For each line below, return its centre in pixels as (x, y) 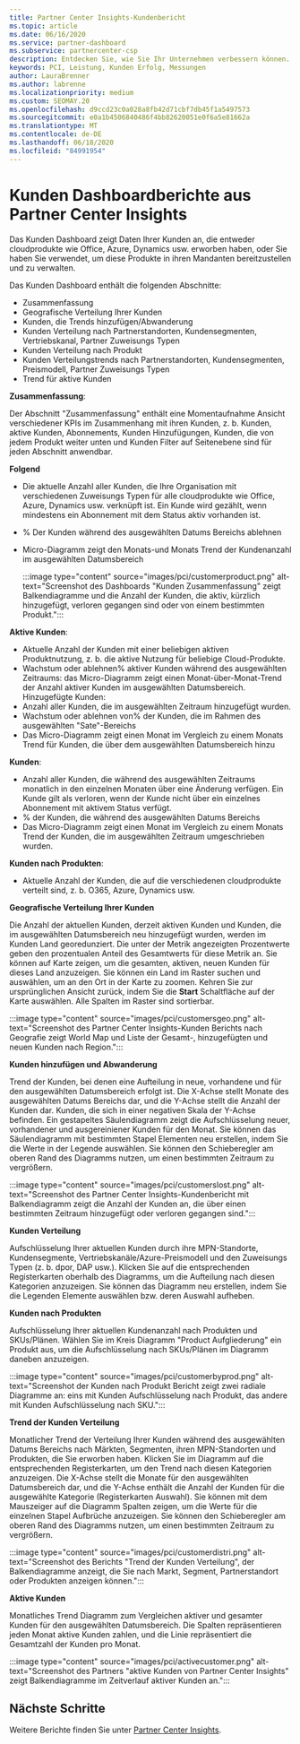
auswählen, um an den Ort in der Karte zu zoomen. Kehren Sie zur (131, 981)
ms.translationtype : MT (54, 126)
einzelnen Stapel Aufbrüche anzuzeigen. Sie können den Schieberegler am (148, 1515)
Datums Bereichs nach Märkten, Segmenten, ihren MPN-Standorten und (142, 1449)
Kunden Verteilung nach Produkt (82, 350)
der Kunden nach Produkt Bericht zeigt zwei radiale (171, 1386)
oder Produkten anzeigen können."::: (77, 1580)
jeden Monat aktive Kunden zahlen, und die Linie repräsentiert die (131, 1634)
